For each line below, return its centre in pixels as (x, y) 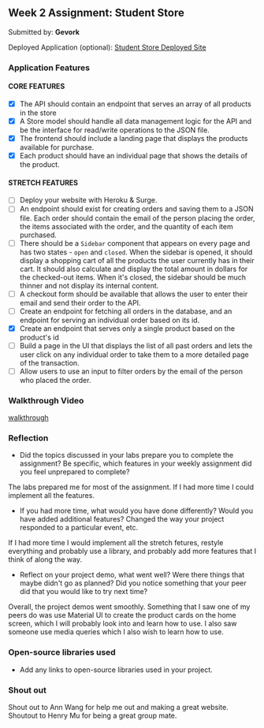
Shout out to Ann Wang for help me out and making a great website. (118, 708)
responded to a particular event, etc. (79, 528)
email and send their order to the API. (80, 303)
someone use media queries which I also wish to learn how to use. (116, 632)
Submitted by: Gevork (44, 32)
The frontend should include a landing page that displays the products (134, 139)
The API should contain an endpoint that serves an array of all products (136, 104)
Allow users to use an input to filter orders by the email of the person (131, 371)
